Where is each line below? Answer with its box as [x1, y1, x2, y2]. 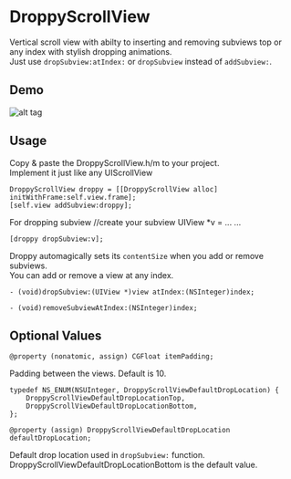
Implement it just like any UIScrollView [9, 167, 153, 178]
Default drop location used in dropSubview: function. [9, 450, 205, 461]
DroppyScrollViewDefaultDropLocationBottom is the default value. [9, 459, 258, 471]
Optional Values [9, 328, 102, 343]
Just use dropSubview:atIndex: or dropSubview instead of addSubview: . [9, 56, 272, 67]
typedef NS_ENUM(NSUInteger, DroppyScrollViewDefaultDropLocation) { [9, 386, 280, 395]
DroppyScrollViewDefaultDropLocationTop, [26, 394, 185, 403]
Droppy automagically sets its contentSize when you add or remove [9, 250, 265, 261]
